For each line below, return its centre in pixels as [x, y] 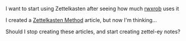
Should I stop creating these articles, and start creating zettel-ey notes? [93, 31]
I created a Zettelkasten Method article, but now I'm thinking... [81, 20]
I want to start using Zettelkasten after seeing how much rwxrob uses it [92, 9]
